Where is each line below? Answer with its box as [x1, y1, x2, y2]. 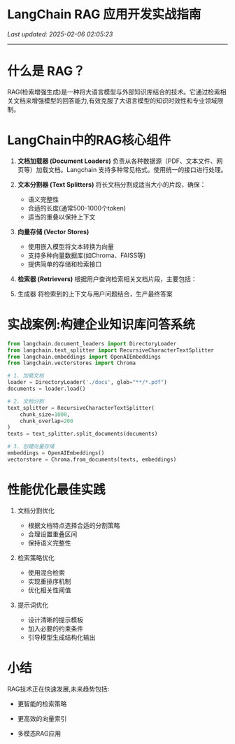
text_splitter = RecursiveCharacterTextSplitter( [7, 404, 155, 411]
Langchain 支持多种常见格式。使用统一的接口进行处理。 [66, 165, 227, 173]
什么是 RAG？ [7, 64, 85, 79]
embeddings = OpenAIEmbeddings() [7, 450, 105, 457]
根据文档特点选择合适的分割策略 [27, 521, 120, 529]
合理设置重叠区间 [27, 529, 78, 538]
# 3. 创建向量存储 [7, 443, 55, 450]
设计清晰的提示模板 [27, 615, 84, 624]
